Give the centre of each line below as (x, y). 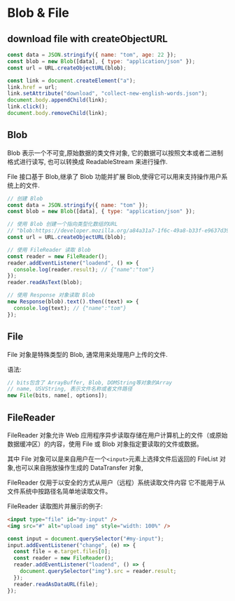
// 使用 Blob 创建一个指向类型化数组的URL (63, 224)
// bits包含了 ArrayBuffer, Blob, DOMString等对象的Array (90, 383)
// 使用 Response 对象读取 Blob (51, 295)
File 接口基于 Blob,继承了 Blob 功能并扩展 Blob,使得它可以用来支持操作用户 (114, 176)
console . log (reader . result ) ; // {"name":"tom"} (84, 269)
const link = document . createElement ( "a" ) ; (72, 81)
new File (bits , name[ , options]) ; (58, 396)
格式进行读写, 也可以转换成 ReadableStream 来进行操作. (87, 161)
